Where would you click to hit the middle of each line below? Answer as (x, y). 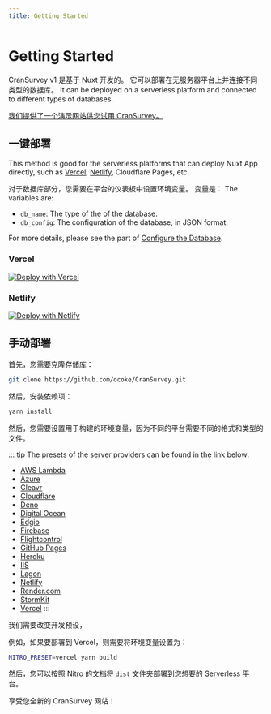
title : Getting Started (49, 16)
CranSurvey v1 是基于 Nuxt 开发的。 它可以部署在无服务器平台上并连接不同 (133, 80)
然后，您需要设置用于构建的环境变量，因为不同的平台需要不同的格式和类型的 (136, 428)
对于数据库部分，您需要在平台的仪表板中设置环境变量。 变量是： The (123, 189)
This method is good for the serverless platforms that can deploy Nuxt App (133, 164)
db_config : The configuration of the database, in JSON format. (124, 222)
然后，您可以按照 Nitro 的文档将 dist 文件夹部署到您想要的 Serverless (125, 673)
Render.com (40, 591)
